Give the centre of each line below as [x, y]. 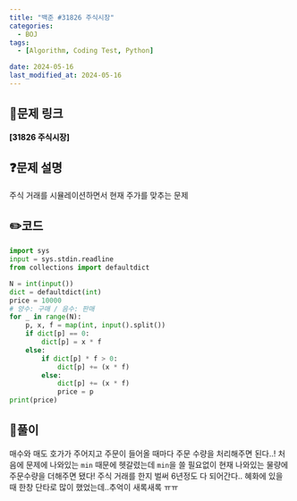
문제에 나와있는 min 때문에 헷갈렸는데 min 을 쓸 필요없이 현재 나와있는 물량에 [157, 464]
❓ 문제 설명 [36, 168]
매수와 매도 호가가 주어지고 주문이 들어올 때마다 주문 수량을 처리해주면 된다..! [143, 454]
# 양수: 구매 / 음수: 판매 [52, 309]
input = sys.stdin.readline [62, 259]
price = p [75, 392]
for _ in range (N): [46, 317]
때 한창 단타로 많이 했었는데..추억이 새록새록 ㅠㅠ [94, 487]
